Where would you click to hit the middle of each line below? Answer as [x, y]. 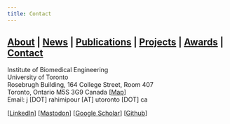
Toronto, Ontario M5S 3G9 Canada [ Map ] [67, 92]
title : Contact [29, 14]
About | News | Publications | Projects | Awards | [116, 42]
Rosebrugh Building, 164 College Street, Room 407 [81, 85]
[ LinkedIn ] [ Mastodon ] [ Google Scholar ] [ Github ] [77, 113]
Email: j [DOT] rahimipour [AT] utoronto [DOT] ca [77, 99]
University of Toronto [38, 77]
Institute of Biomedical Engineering [58, 70]
